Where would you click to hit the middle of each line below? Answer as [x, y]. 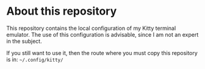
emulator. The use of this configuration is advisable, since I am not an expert [103, 34]
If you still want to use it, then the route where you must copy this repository [102, 53]
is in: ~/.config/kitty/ [35, 59]
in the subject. [24, 41]
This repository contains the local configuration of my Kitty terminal [91, 28]
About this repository [62, 11]
